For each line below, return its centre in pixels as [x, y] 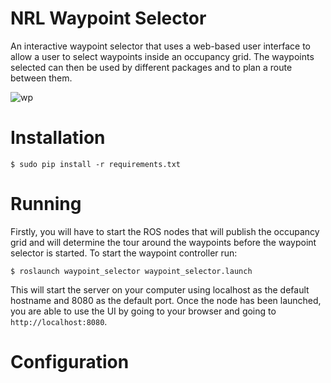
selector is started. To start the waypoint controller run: [124, 253]
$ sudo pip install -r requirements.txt [96, 164]
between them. [41, 78]
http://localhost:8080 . [59, 321]
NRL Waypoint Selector [108, 18]
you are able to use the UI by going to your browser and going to [143, 311]
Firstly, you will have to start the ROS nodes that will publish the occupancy [165, 231]
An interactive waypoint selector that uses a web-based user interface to [160, 46]
